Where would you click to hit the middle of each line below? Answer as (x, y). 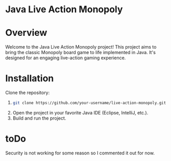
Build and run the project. (39, 118)
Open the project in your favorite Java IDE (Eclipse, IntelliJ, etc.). (80, 112)
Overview (26, 33)
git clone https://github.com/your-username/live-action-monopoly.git (89, 103)
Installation (30, 78)
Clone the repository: (28, 93)
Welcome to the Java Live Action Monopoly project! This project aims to (81, 47)
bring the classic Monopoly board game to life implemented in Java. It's (80, 53)
